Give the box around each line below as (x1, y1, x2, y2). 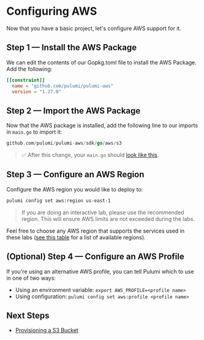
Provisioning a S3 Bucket (15, 326, 78, 334)
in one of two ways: (6, 274, 56, 282)
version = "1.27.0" (12, 88, 62, 95)
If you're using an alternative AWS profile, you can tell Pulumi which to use (6, 268, 194, 275)
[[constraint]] (6, 77, 45, 83)
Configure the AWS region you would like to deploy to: (6, 185, 143, 193)
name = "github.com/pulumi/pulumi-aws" (12, 83, 114, 89)
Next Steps (6, 310, 50, 320)
